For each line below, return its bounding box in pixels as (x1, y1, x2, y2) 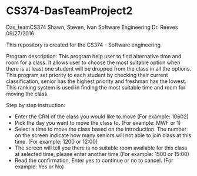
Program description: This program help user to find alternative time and (6, 52, 182, 59)
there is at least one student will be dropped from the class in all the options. (6, 65, 192, 72)
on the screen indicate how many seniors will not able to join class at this (14, 131, 192, 139)
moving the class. (6, 90, 49, 97)
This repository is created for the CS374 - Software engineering (6, 41, 161, 48)
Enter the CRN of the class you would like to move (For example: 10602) (14, 113, 189, 120)
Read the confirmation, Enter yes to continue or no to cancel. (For (14, 157, 173, 164)
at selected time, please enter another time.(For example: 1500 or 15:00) (14, 150, 189, 157)
